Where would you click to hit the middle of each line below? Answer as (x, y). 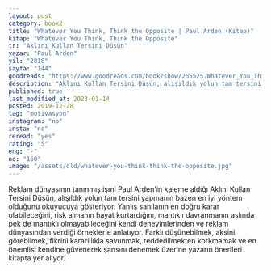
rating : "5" (28, 144)
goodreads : (27, 76)
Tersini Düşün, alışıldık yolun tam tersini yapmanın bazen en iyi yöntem (126, 198)
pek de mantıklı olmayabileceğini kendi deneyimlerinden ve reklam (119, 224)
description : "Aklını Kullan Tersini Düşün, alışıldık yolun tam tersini (135, 83)
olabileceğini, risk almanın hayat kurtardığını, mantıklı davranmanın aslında (131, 215)
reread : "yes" (32, 136)
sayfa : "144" (30, 69)
